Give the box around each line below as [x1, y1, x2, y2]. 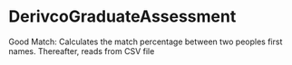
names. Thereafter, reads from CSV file [8, 45, 155, 56]
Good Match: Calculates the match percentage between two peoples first [8, 36, 283, 47]
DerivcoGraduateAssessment [8, 6, 237, 27]
